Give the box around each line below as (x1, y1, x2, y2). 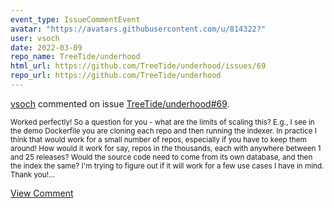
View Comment (10, 187, 74, 199)
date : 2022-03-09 (10, 42, 83, 53)
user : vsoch (10, 33, 60, 43)
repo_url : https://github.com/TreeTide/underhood (10, 71, 222, 81)
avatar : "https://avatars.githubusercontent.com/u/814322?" (10, 24, 267, 34)
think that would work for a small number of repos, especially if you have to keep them (10, 134, 307, 145)
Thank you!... (10, 169, 56, 180)
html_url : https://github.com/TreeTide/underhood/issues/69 (10, 61, 267, 71)
